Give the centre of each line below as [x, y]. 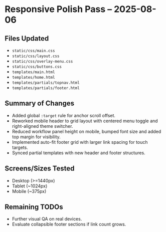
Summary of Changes [40, 103]
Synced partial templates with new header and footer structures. [79, 153]
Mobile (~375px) [29, 191]
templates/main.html [33, 72]
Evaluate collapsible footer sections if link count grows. [69, 224]
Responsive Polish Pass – [58, 9]
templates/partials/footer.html [46, 88]
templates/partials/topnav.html [46, 83]
